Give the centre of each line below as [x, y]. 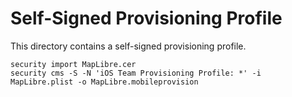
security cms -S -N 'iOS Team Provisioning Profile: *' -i [136, 73]
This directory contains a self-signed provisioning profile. [128, 46]
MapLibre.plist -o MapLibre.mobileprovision [104, 82]
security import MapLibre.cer [73, 64]
